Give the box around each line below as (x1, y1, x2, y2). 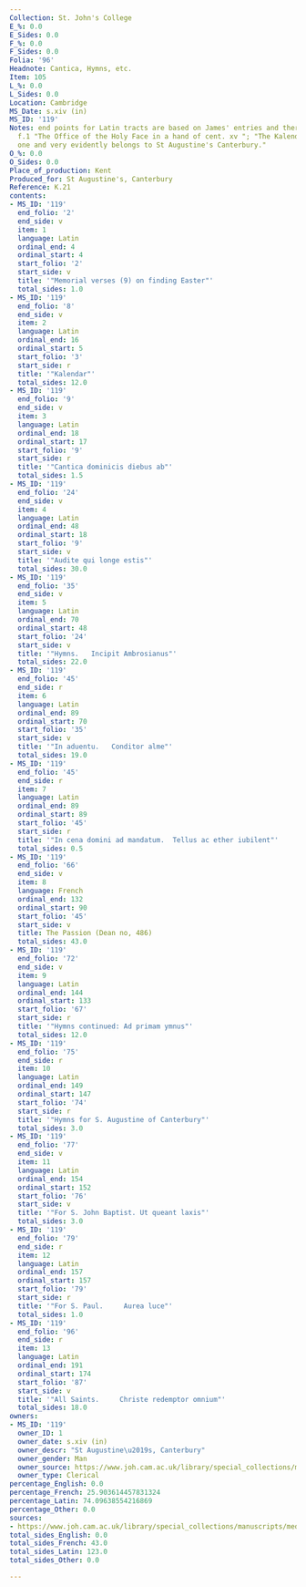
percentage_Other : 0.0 (9, 1505, 96, 1514)
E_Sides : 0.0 (9, 30, 59, 39)
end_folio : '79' (17, 1233, 79, 1242)
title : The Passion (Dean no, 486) (17, 929, 153, 938)
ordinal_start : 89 (17, 810, 88, 819)
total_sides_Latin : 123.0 (9, 1547, 107, 1557)
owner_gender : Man (17, 1454, 88, 1463)
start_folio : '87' (17, 1377, 88, 1386)
